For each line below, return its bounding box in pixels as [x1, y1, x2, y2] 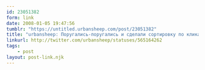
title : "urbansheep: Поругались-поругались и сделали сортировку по [6, 32, 184, 38]
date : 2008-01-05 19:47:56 [6, 20, 75, 26]
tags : [6, 43, 20, 49]
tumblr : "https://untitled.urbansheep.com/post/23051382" [6, 26, 157, 32]
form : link [6, 15, 34, 21]
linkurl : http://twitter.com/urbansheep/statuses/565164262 [6, 37, 163, 43]
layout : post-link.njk [6, 54, 64, 60]
